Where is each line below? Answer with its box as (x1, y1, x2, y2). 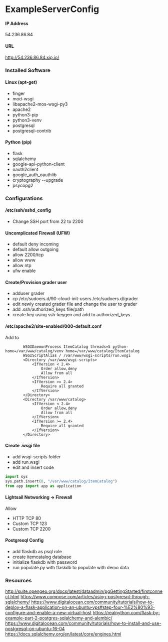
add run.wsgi (12, 459, 40, 465)
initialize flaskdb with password (12, 559, 77, 565)
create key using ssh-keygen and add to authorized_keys (12, 312, 130, 318)
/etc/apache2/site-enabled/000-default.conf (5, 323, 102, 329)
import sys (5, 474, 28, 479)
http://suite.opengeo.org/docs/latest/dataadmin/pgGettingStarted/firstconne (5, 588, 163, 594)
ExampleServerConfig (5, 4, 99, 15)
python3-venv (12, 117, 42, 123)
